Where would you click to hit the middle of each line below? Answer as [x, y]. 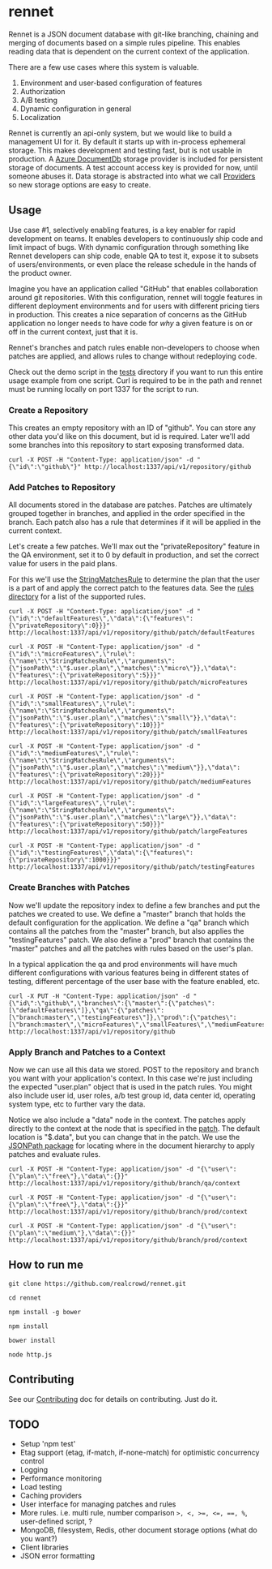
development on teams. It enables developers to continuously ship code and [136, 239]
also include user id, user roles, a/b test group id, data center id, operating [132, 1095]
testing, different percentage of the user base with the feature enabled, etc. [134, 981]
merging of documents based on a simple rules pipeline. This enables [124, 42]
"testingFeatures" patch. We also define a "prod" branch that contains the [132, 939]
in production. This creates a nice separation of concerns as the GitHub [127, 314]
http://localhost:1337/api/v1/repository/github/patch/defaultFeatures [132, 633]
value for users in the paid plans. [63, 564]
